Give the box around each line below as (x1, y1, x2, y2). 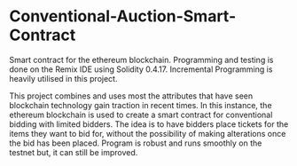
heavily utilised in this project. (9, 73, 118, 83)
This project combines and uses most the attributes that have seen (9, 91, 254, 101)
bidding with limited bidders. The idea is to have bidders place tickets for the (9, 118, 289, 130)
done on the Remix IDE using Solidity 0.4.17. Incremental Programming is (9, 64, 273, 75)
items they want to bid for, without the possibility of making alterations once (9, 128, 286, 138)
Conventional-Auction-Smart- (9, 6, 237, 27)
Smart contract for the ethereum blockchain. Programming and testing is (9, 54, 274, 65)
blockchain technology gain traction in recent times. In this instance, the (9, 99, 272, 110)
